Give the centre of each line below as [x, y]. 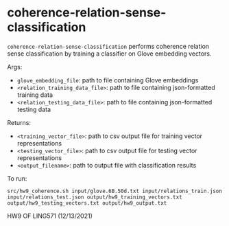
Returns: [19, 122]
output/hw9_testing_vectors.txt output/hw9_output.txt [87, 203]
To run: [17, 178]
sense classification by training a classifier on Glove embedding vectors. [109, 54]
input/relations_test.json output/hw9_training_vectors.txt [95, 197]
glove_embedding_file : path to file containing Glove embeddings [108, 80]
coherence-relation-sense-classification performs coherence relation [108, 46]
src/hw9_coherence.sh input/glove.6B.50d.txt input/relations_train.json [115, 191]
